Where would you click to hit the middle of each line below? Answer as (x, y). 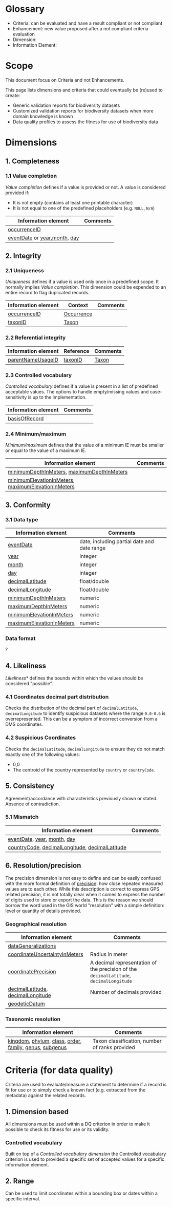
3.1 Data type (22, 519)
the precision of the (114, 969)
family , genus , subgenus (37, 1047)
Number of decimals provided (126, 992)
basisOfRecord (26, 419)
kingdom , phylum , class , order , (45, 1041)
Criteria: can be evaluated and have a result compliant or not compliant (88, 23)
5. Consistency (30, 786)
